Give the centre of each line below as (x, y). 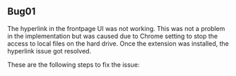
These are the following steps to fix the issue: (73, 64)
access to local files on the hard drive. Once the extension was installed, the (118, 43)
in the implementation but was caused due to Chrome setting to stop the (112, 36)
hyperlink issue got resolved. (49, 51)
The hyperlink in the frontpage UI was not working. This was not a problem (116, 28)
